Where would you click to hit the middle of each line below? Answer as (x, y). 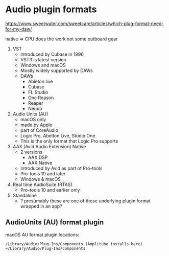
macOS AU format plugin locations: (42, 235)
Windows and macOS (43, 65)
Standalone (25, 195)
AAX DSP (38, 157)
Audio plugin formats (51, 9)
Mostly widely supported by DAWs (56, 71)
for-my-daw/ (19, 29)
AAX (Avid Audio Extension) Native (49, 146)
